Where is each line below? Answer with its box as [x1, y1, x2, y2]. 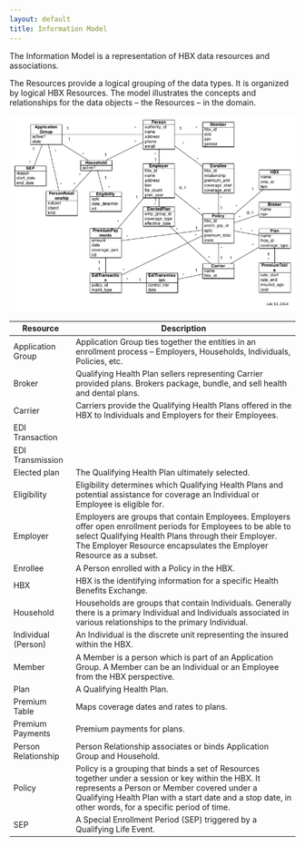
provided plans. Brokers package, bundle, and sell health [75, 378, 288, 389]
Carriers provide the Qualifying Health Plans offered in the [75, 400, 292, 411]
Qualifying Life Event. [75, 824, 156, 835]
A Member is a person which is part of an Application [75, 652, 274, 663]
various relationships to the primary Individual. [75, 617, 248, 628]
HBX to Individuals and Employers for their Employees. [75, 409, 279, 421]
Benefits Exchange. [75, 585, 148, 595]
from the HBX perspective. [75, 671, 175, 682]
